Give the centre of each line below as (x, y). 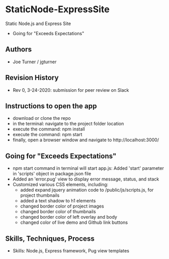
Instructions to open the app (51, 106)
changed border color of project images (62, 206)
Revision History (32, 78)
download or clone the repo (42, 118)
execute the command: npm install (49, 129)
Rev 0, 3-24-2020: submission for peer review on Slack (71, 90)
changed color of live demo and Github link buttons (74, 222)
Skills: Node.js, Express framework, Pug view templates (71, 251)
